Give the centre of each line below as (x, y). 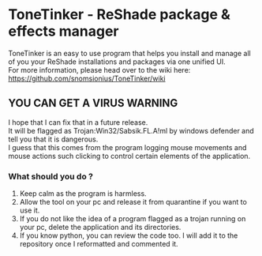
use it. (30, 210)
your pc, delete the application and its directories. (100, 228)
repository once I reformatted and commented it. (99, 244)
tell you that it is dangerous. (53, 139)
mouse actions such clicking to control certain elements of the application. (129, 156)
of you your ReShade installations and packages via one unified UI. (117, 62)
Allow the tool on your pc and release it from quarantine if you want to (133, 202)
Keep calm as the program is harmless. (83, 194)
